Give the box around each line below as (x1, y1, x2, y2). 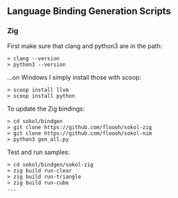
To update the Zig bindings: (7, 104, 85, 113)
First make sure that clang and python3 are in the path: (7, 41, 163, 50)
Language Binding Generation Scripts (7, 5, 171, 17)
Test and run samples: (7, 148, 70, 156)
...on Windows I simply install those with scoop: (7, 73, 142, 81)
